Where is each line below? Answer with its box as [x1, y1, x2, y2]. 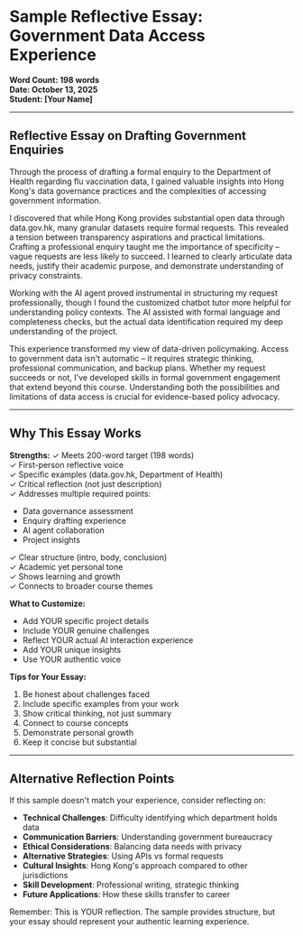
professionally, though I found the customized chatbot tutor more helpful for [9, 297, 291, 307]
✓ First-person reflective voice [9, 459, 124, 470]
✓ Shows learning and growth [9, 571, 121, 582]
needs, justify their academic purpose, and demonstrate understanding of [9, 260, 284, 271]
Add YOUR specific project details [22, 615, 150, 626]
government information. [9, 195, 102, 206]
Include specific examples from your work [22, 698, 179, 709]
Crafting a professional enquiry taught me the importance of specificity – [9, 241, 280, 252]
